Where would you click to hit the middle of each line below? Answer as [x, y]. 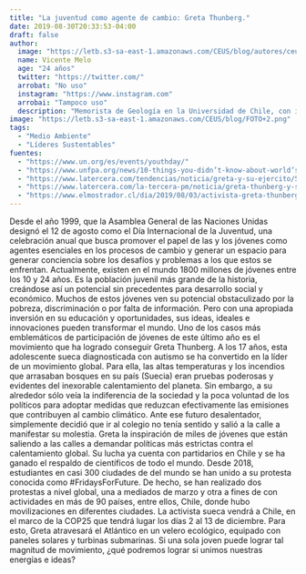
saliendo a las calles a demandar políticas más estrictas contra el [131, 443]
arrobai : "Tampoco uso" [62, 102]
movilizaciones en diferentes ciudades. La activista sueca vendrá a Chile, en [153, 511]
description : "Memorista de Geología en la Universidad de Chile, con [154, 111]
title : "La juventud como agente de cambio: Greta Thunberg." [130, 18]
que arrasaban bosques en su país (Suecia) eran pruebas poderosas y [142, 376]
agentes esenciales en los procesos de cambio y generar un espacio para [148, 250]
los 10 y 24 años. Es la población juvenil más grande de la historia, [133, 279]
